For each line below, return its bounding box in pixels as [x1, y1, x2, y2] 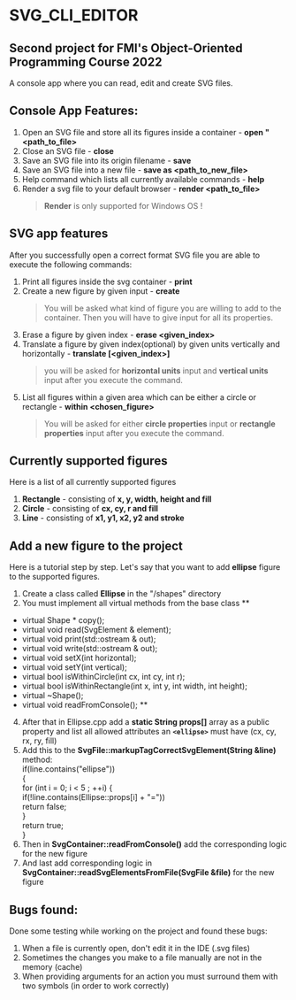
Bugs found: [9, 902, 79, 917]
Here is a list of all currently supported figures [9, 477, 177, 488]
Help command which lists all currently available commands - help [21, 173, 265, 184]
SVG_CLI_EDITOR [9, 5, 139, 26]
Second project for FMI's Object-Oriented [9, 41, 243, 56]
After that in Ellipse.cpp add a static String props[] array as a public [21, 717, 269, 727]
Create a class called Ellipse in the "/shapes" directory [21, 588, 222, 599]
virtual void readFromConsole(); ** [21, 700, 148, 711]
